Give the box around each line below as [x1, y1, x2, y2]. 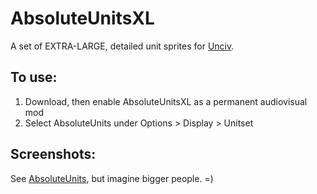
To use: [10, 69, 58, 86]
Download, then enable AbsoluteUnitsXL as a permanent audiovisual [24, 95, 308, 107]
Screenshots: [10, 146, 97, 163]
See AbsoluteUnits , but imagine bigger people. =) [10, 172, 214, 184]
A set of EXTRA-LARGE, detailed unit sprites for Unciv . [10, 40, 235, 52]
